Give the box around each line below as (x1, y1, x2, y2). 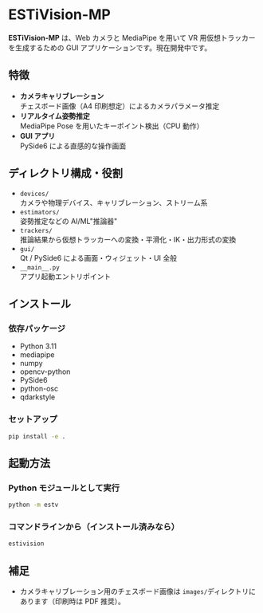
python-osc (19, 384, 58, 394)
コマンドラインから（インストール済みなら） (8, 521, 180, 532)
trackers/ (19, 226, 53, 234)
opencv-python (19, 367, 71, 376)
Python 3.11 (19, 341, 57, 352)
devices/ (19, 190, 49, 198)
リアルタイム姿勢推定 (19, 111, 90, 120)
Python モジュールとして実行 (8, 482, 120, 493)
